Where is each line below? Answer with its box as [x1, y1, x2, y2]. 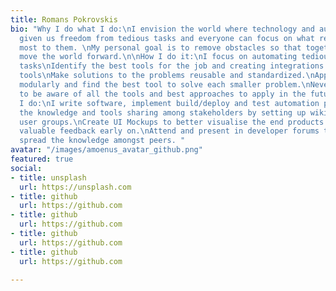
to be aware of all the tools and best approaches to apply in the [19, 89, 307, 99]
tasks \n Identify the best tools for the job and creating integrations [19, 61, 325, 71]
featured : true [10, 154, 74, 164]
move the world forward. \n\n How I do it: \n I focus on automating [19, 52, 298, 62]
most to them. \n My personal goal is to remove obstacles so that [19, 42, 302, 53]
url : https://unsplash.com [19, 182, 132, 192]
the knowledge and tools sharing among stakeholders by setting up [19, 107, 307, 118]
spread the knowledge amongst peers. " [19, 136, 186, 146]
